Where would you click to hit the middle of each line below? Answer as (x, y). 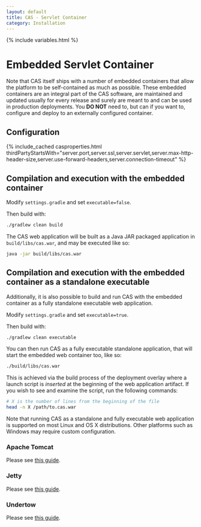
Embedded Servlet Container (80, 64)
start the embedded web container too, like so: (64, 355)
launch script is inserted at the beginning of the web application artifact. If (97, 384)
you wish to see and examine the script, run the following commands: (92, 391)
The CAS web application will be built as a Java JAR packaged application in (100, 236)
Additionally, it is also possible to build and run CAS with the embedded (94, 296)
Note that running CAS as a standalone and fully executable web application (100, 419)
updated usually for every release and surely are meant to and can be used (99, 101)
